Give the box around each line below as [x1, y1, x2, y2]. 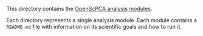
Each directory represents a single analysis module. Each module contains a [6, 17, 198, 23]
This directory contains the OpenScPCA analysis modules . [6, 5, 153, 12]
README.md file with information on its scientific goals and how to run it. [6, 23, 182, 30]
